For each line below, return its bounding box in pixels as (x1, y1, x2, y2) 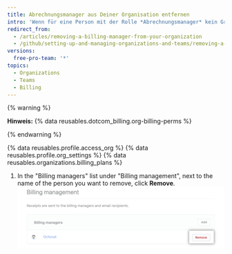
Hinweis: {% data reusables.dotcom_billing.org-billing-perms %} (7, 117, 192, 126)
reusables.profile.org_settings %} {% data (7, 151, 126, 159)
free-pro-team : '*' (13, 55, 70, 62)
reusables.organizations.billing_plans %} (7, 159, 123, 167)
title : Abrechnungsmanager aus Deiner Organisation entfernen (7, 11, 190, 18)
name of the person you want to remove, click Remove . (17, 179, 175, 188)
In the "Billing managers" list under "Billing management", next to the (17, 172, 213, 180)
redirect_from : (7, 26, 51, 32)
